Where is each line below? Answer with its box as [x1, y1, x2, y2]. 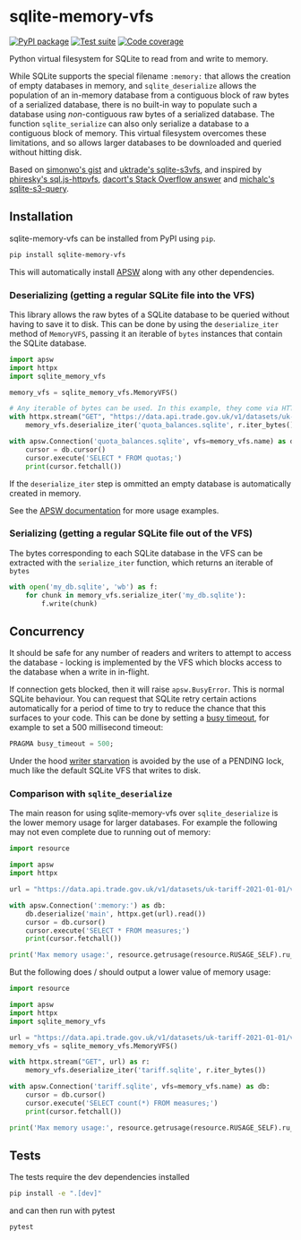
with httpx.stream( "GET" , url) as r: [9, 1057, 150, 1067]
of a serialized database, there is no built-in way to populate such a [9, 99, 258, 109]
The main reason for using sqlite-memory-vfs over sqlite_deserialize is [9, 808, 279, 819]
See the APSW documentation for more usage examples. [9, 504, 219, 516]
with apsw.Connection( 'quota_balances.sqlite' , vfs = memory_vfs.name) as [9, 437, 287, 446]
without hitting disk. [9, 146, 82, 158]
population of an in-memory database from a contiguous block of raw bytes [9, 90, 289, 100]
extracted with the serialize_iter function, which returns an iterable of [9, 557, 274, 568]
